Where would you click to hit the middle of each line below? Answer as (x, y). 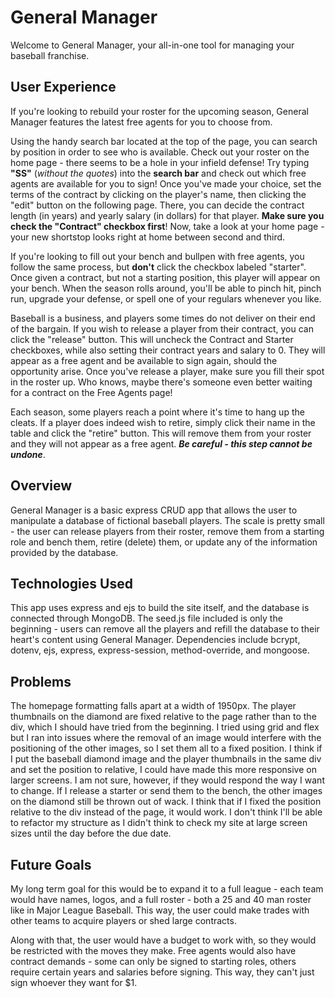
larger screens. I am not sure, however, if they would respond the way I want (167, 780)
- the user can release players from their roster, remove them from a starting (167, 531)
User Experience (63, 87)
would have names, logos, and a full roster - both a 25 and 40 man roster (161, 899)
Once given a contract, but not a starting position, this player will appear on (165, 277)
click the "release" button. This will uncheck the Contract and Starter (152, 339)
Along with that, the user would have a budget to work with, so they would (163, 940)
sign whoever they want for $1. (74, 982)
